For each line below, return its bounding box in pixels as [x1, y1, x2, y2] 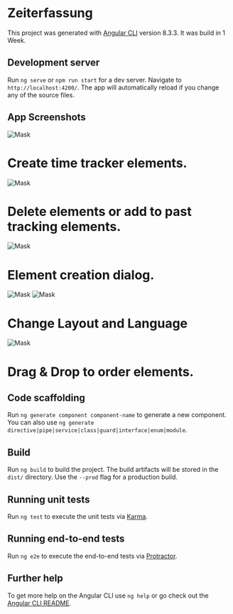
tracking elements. [7, 218, 121, 235]
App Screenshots [7, 112, 87, 124]
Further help [7, 572, 64, 584]
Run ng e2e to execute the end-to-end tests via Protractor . [7, 551, 178, 560]
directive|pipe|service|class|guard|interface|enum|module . [7, 426, 188, 434]
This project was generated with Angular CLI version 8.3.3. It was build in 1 [7, 28, 226, 37]
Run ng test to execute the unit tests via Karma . [7, 512, 148, 520]
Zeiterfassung [7, 5, 94, 21]
